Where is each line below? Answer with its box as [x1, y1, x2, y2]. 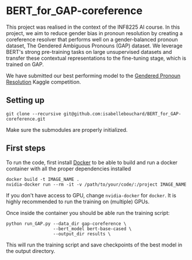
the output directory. [6, 247, 55, 254]
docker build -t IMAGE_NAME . [6, 176, 80, 182]
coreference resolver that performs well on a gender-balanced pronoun [6, 36, 178, 43]
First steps [6, 143, 46, 153]
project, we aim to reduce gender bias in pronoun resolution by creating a [6, 29, 183, 36]
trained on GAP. [6, 60, 44, 68]
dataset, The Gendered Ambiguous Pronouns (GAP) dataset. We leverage [6, 42, 183, 49]
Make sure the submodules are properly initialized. [6, 126, 128, 133]
